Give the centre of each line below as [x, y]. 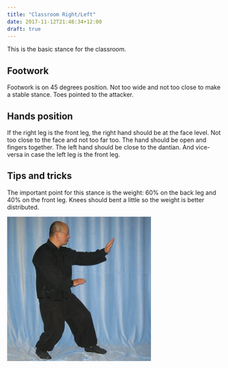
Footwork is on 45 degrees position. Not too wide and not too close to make [114, 87]
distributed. [23, 207]
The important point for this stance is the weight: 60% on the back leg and [112, 193]
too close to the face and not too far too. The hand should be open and [107, 140]
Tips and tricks [40, 176]
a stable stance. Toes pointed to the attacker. [71, 95]
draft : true [24, 29]
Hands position [40, 116]
